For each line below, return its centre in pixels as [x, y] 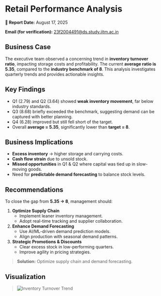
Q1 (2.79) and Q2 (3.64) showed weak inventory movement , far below [83, 101]
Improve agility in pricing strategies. [55, 252]
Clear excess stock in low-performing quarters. [66, 247]
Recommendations [34, 189]
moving [20, 169]
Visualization [25, 277]
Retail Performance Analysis [64, 9]
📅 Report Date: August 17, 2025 [36, 22]
